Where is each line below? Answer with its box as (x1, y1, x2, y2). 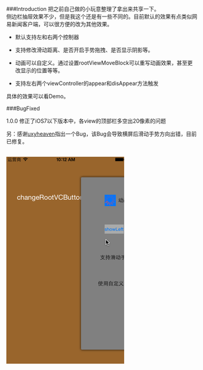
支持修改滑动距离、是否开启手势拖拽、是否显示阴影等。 (15, 46, 153, 53)
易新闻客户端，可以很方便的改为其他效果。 (6, 21, 113, 27)
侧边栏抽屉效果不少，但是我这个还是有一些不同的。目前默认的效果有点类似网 (6, 13, 198, 20)
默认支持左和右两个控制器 (15, 33, 79, 41)
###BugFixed (6, 105, 41, 112)
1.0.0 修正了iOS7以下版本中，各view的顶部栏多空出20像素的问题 (6, 117, 167, 125)
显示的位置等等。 (20, 67, 64, 74)
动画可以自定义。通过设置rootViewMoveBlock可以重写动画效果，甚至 (15, 60, 188, 66)
